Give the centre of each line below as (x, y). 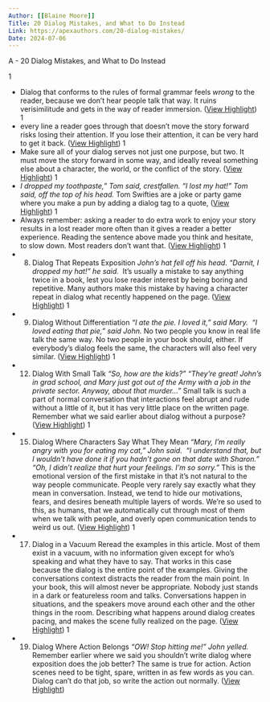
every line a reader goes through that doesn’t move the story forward (134, 126)
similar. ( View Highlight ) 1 (74, 357)
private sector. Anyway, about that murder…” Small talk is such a (139, 391)
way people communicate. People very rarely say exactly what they (144, 485)
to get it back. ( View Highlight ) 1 (73, 143)
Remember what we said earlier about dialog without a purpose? (139, 416)
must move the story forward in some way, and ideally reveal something (139, 161)
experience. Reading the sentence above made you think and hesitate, (137, 237)
